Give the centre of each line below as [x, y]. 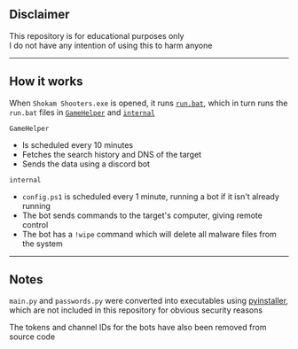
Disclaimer [39, 15]
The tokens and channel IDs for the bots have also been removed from [138, 328]
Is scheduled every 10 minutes [78, 144]
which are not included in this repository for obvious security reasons [136, 310]
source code [32, 337]
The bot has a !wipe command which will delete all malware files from [149, 234]
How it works [46, 82]
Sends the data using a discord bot [86, 164]
